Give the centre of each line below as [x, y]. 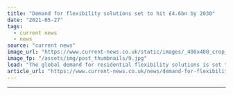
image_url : [23, 52]
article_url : [26, 71]
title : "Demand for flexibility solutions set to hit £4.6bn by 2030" [111, 13]
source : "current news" [42, 45]
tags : [15, 26]
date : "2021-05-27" [35, 20]
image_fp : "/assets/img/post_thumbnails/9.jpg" [77, 59]
